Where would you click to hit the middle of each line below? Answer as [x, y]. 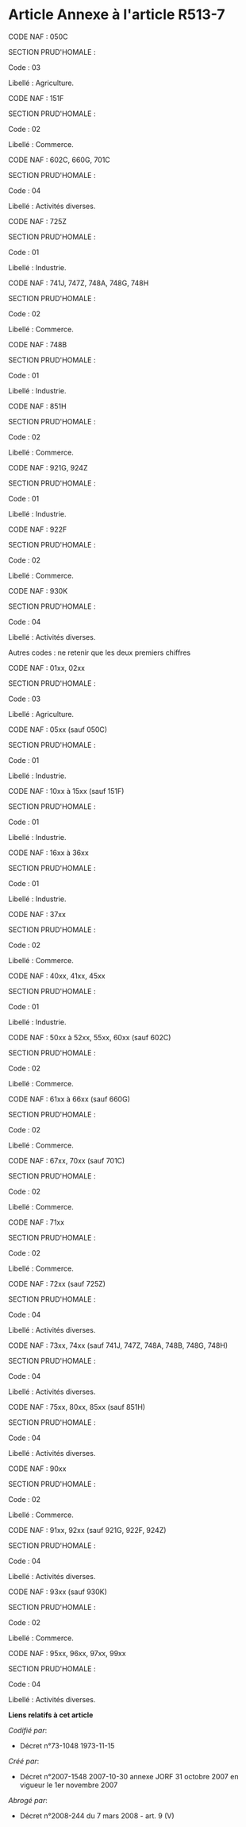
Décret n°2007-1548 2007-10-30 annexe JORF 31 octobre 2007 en [129, 1776]
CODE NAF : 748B [38, 344]
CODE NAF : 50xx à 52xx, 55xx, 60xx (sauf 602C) [90, 1037]
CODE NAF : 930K [38, 590]
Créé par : [24, 1761]
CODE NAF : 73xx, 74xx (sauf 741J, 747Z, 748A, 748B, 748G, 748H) [118, 1345]
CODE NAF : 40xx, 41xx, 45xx [57, 976]
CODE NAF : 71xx [37, 1222]
